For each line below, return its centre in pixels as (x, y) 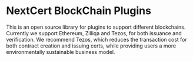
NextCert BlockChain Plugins (79, 11)
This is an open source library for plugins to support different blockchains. (96, 27)
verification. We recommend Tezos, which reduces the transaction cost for (96, 39)
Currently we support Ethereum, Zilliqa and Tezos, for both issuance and (94, 33)
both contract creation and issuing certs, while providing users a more (91, 46)
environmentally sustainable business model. (61, 52)
